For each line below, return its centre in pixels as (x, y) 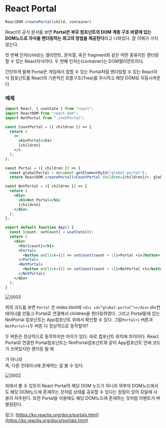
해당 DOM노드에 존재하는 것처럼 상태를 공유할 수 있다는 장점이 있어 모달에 (81, 392)
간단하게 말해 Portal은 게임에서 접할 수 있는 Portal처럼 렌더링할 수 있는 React (80, 71)
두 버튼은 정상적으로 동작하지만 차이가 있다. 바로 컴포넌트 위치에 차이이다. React (82, 336)
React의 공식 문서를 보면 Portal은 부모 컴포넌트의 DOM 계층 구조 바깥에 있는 (78, 32)
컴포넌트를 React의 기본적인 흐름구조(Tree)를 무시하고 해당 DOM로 (75, 78)
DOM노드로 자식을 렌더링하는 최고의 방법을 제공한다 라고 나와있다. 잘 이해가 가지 (82, 38)
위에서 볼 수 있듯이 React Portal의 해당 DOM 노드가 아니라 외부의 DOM (74, 385)
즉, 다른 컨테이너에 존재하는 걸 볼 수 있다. (44, 366)
